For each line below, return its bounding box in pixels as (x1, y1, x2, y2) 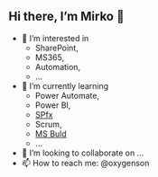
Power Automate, (34, 90, 100, 101)
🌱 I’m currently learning (21, 80, 109, 91)
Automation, (34, 61, 81, 72)
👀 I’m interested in (21, 32, 89, 43)
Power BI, (34, 100, 71, 111)
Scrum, (34, 119, 62, 129)
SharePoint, (34, 42, 79, 53)
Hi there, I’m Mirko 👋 (8, 9, 125, 24)
